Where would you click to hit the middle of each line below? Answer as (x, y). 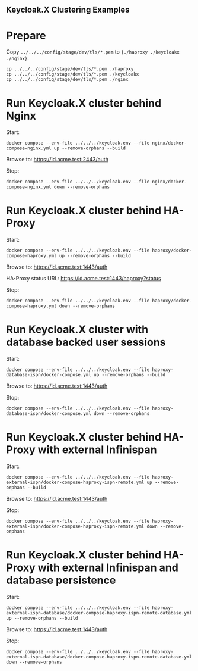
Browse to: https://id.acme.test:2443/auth (57, 160)
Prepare (26, 35)
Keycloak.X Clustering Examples (68, 10)
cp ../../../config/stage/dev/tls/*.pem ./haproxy (70, 69)
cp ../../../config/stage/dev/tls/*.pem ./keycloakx (73, 74)
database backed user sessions (86, 342)
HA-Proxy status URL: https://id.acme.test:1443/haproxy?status (84, 279)
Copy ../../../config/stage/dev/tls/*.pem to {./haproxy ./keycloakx (93, 52)
